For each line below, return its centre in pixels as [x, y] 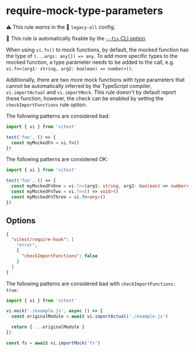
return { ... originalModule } [48, 327]
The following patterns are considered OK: [57, 159]
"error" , [27, 245]
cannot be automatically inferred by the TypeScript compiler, [79, 86]
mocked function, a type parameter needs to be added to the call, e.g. [90, 62]
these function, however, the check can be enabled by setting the [85, 98]
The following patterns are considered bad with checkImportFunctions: [91, 283]
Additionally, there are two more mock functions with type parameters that [95, 80]
